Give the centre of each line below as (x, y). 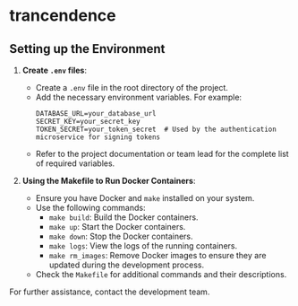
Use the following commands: (90, 208)
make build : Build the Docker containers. (123, 217)
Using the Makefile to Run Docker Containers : (109, 181)
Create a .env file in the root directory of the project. (132, 87)
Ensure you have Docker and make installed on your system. (145, 198)
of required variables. (75, 163)
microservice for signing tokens (98, 137)
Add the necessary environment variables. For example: (139, 97)
